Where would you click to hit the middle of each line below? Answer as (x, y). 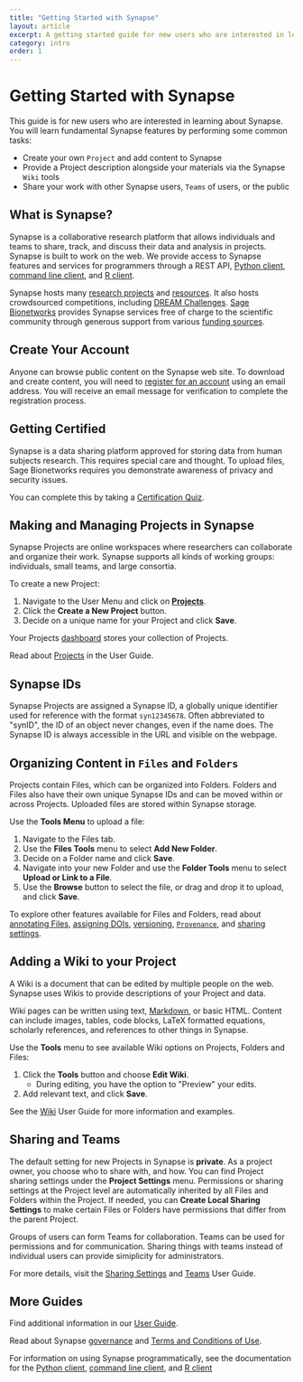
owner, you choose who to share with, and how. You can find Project (137, 1170)
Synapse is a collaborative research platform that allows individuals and (142, 237)
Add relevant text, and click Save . (85, 1094)
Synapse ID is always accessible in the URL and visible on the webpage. (143, 735)
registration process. (48, 400)
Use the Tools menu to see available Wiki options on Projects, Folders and (147, 1047)
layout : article (40, 26)
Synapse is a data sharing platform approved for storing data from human (146, 451)
